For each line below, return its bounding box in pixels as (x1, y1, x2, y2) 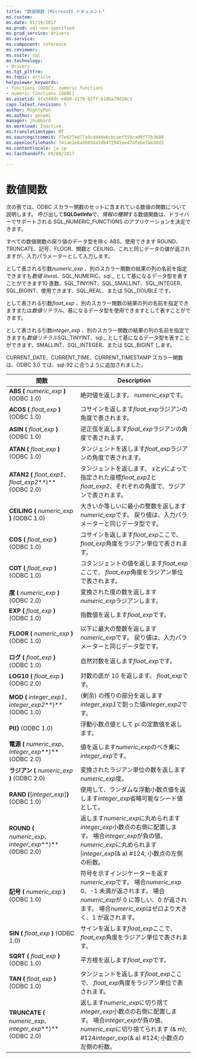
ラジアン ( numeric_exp (9, 766, 73, 775)
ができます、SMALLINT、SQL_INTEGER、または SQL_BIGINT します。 (6, 341, 176, 348)
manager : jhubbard (6, 118, 51, 124)
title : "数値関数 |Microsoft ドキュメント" (6, 8, 106, 15)
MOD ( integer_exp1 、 (9, 693, 71, 701)
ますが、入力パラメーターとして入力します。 (6, 253, 113, 260)
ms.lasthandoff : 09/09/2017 (6, 150, 75, 156)
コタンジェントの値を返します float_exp (80, 559, 188, 568)
